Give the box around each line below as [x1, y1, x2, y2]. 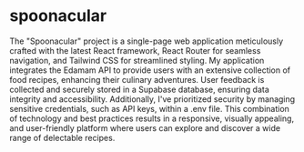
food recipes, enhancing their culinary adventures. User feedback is [9, 74, 265, 85]
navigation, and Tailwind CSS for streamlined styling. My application [9, 55, 265, 66]
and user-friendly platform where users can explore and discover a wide [9, 122, 280, 133]
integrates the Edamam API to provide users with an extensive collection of [9, 65, 291, 76]
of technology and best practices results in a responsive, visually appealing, [9, 113, 294, 124]
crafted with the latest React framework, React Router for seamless [9, 45, 261, 56]
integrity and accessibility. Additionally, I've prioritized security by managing [9, 93, 296, 105]
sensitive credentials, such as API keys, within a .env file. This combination [9, 103, 289, 114]
